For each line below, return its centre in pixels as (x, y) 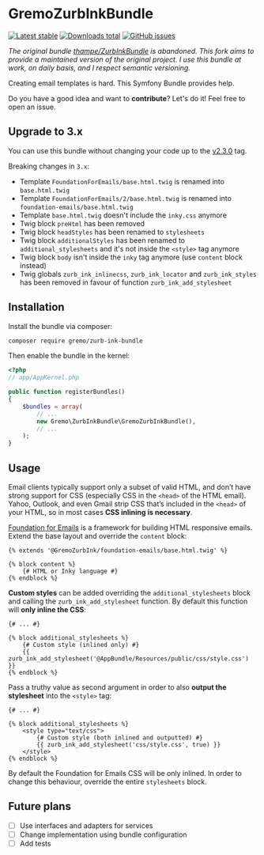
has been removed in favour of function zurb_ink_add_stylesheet (126, 282)
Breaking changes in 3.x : (49, 166)
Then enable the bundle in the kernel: (69, 356)
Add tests (35, 843)
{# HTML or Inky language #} (70, 571)
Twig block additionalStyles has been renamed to (102, 240)
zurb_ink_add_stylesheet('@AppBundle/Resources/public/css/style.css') (128, 659)
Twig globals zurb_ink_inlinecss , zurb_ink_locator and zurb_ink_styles (138, 274)
